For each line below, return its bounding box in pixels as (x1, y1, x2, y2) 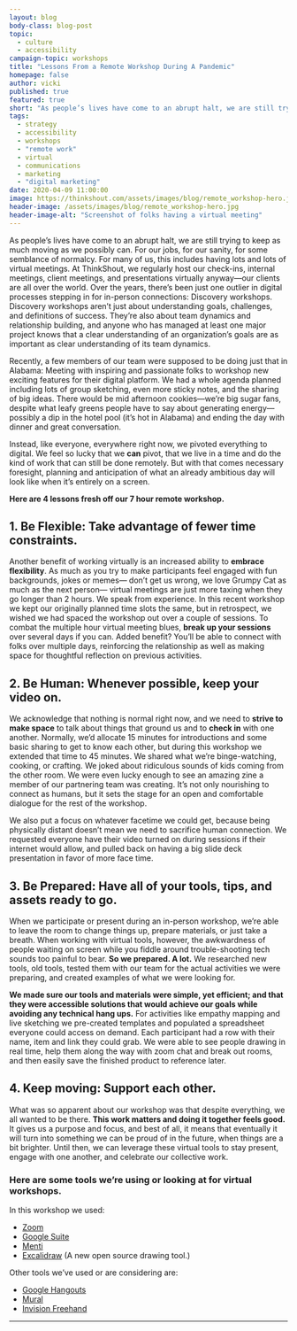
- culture (17, 37, 53, 47)
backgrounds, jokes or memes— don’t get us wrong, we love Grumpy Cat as (9, 575, 287, 585)
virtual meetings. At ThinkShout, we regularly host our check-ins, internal (9, 263, 276, 274)
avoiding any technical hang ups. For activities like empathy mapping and (9, 1009, 281, 1019)
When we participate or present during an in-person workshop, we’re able (9, 916, 279, 926)
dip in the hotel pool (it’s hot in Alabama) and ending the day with (48, 412, 286, 422)
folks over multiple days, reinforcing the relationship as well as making (9, 641, 265, 652)
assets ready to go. (9, 892, 118, 908)
